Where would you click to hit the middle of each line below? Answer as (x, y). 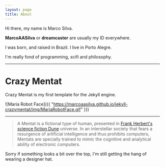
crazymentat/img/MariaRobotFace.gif (43, 110)
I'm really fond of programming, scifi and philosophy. (58, 56)
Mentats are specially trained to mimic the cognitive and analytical (84, 139)
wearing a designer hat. (29, 159)
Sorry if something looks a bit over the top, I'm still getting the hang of (76, 154)
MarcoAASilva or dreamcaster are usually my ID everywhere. (68, 38)
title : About (18, 14)
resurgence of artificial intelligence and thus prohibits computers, (83, 134)
